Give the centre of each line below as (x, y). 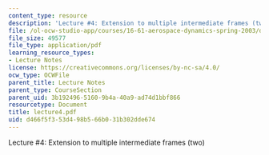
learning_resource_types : (51, 53)
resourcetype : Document (48, 105)
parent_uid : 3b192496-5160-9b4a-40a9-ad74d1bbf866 (94, 97)
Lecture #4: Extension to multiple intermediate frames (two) (107, 142)
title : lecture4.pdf (43, 113)
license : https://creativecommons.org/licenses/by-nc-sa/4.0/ (114, 68)
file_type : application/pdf (55, 46)
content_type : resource (48, 16)
